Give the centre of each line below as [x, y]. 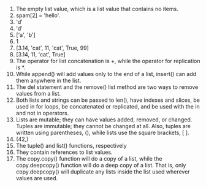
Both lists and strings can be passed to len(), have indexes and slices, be [108, 100]
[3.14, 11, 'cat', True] [41, 54]
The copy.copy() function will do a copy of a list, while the [89, 158]
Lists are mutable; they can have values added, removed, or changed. [104, 120]
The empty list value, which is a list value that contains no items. [97, 9]
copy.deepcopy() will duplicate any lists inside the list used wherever [103, 172]
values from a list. [38, 93]
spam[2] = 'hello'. [38, 15]
